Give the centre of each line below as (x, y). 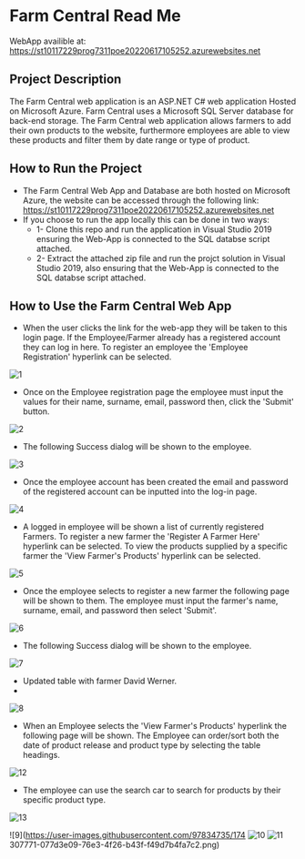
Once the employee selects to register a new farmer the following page (156, 591)
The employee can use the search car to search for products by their (152, 790)
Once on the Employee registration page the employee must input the (153, 392)
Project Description (66, 80)
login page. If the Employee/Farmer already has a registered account (151, 338)
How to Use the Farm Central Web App (121, 306)
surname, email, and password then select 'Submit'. (119, 611)
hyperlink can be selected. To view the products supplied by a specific (155, 546)
